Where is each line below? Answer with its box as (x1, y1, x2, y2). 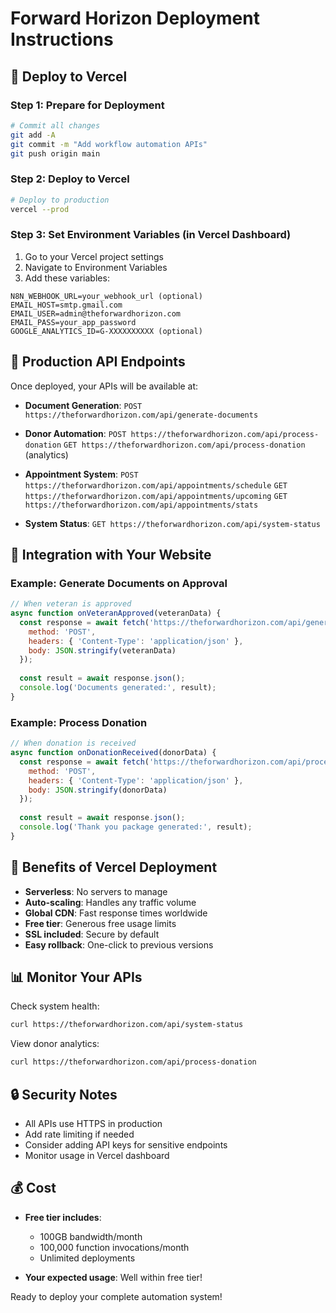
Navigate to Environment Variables (24, 261, 168, 273)
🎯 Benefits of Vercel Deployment (10, 859, 218, 876)
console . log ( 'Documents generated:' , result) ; (19, 683, 217, 693)
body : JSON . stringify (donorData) (28, 785, 168, 795)
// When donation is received (10, 738, 137, 749)
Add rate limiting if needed (24, 1128, 135, 1140)
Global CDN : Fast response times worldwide (24, 907, 208, 919)
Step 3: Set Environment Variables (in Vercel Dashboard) (10, 228, 292, 242)
